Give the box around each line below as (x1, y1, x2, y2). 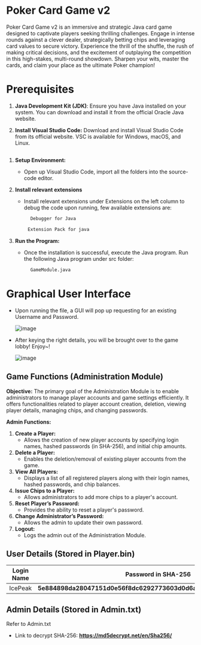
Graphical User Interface (6, 287, 131, 301)
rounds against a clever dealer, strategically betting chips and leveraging (6, 36, 185, 43)
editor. (38, 175, 54, 182)
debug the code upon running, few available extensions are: (23, 204, 172, 211)
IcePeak (9, 584, 32, 592)
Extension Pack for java (28, 227, 90, 233)
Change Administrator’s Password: (14, 512, 104, 519)
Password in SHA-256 (125, 570, 191, 579)
